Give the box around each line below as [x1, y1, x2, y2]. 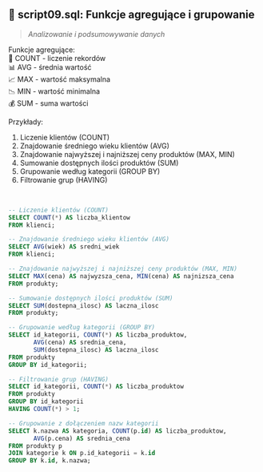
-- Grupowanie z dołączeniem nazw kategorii [8, 419, 159, 427]
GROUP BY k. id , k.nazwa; [8, 457, 91, 465]
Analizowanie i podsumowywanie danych [27, 29, 165, 38]
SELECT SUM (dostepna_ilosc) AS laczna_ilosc [8, 301, 159, 309]
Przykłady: [8, 117, 44, 127]
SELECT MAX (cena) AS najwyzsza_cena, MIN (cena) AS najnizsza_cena [8, 272, 234, 280]
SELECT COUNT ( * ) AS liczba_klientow [8, 213, 130, 221]
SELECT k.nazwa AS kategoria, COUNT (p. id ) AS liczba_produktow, [8, 426, 227, 435]
